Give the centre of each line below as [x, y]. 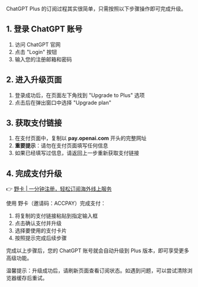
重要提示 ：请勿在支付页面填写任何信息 [61, 146]
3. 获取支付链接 [34, 123]
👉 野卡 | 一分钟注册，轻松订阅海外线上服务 [59, 189]
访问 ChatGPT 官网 [38, 44]
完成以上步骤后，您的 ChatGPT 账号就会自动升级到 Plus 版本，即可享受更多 [98, 251]
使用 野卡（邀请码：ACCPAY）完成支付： [56, 204]
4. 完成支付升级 [34, 173]
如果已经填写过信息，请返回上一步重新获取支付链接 [77, 153]
